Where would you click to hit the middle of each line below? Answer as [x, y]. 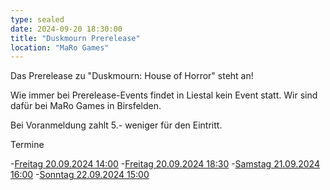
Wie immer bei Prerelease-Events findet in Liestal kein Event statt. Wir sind [164, 95]
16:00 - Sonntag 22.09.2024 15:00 [80, 175]
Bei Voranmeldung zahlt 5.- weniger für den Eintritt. [116, 125]
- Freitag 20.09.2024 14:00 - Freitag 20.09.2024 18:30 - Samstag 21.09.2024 [165, 164]
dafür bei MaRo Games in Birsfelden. [86, 106]
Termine [27, 145]
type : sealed [37, 19]
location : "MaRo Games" [60, 47]
